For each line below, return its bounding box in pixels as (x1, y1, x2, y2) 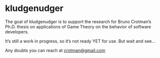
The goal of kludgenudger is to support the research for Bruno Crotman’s (5, 19, 152, 24)
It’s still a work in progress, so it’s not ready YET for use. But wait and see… (5, 38, 156, 44)
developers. (5, 29, 29, 35)
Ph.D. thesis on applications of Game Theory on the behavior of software (5, 23, 151, 29)
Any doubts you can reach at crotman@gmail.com (5, 47, 106, 53)
